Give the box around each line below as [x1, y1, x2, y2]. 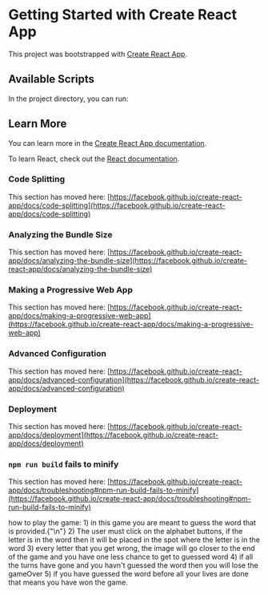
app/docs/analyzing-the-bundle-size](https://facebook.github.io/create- [8, 256, 248, 265]
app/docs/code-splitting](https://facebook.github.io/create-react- [8, 200, 226, 210]
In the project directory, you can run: [8, 94, 129, 103]
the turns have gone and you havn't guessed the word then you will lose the [8, 561, 258, 570]
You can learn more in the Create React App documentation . [8, 138, 207, 148]
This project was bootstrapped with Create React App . [8, 49, 188, 59]
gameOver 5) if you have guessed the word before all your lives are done [8, 569, 250, 579]
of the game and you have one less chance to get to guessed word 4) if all [8, 552, 254, 562]
